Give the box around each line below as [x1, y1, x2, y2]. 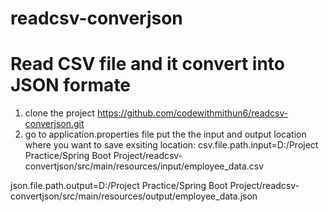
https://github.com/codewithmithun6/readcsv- [96, 107, 289, 119]
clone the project [24, 107, 96, 119]
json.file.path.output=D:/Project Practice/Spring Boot [10, 180, 228, 192]
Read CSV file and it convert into [10, 53, 285, 76]
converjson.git [24, 118, 85, 130]
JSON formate [10, 74, 132, 97]
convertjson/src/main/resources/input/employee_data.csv [24, 160, 265, 172]
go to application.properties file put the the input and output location [24, 128, 307, 141]
